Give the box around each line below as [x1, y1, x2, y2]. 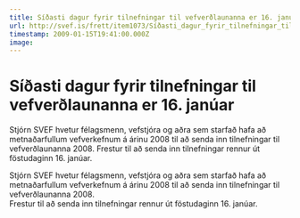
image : [9, 37, 34, 47]
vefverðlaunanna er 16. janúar [9, 95, 235, 116]
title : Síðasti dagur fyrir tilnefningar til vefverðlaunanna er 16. [9, 12, 274, 22]
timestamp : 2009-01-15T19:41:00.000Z [9, 29, 150, 38]
